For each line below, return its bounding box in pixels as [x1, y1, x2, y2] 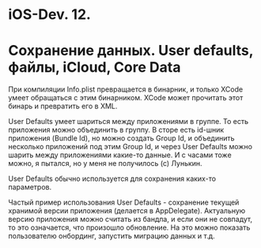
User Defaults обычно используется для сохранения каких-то [8, 174, 216, 183]
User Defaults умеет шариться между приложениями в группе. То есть [8, 117, 249, 126]
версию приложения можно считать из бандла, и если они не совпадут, [8, 215, 253, 224]
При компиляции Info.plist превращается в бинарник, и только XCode [8, 85, 244, 94]
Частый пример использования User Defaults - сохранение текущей [8, 197, 240, 207]
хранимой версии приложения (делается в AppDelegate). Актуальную [8, 206, 246, 216]
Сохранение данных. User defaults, [8, 42, 254, 60]
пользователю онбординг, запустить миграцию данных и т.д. [8, 231, 215, 241]
